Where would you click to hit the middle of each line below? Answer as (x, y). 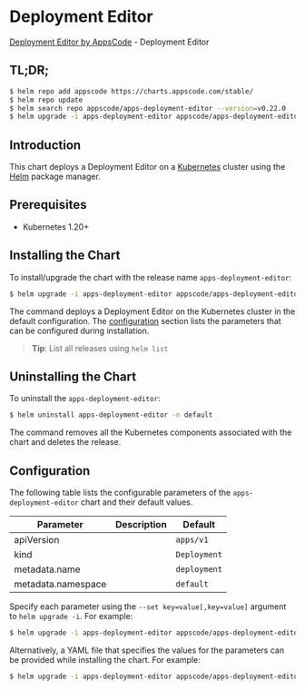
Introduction (45, 145)
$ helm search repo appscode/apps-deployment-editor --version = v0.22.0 (148, 108)
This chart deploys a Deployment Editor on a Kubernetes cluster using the (148, 167)
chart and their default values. (137, 502)
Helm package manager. (55, 177)
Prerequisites (48, 205)
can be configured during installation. (79, 330)
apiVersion (37, 540)
